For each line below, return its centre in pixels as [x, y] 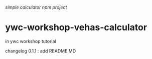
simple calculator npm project [36, 7]
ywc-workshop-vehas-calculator [76, 27]
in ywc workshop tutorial [31, 41]
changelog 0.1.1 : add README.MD [41, 51]
